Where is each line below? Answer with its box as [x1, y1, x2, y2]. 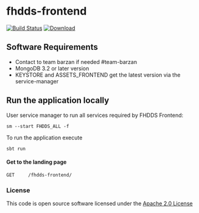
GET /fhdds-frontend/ [6, 172, 72, 178]
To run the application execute [6, 134, 83, 141]
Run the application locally [6, 96, 110, 106]
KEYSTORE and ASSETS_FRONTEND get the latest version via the [15, 71, 181, 79]
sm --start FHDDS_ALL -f [6, 123, 69, 129]
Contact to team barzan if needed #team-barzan [15, 58, 138, 65]
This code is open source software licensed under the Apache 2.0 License [6, 200, 193, 208]
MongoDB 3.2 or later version [15, 65, 89, 72]
